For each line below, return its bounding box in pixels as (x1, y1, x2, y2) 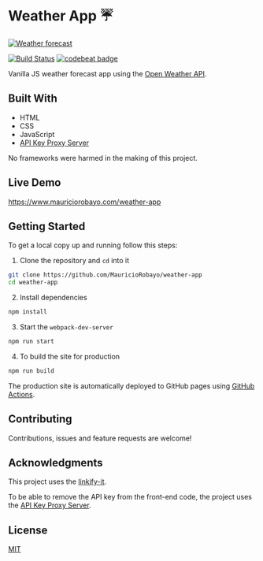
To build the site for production (19, 351, 120, 361)
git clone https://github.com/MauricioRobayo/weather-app (8, 271, 202, 279)
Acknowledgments (8, 455, 104, 470)
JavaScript (19, 129, 55, 139)
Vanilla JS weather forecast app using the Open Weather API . (8, 69, 207, 78)
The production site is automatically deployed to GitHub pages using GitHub (8, 381, 255, 391)
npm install (8, 308, 47, 316)
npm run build (8, 366, 55, 375)
